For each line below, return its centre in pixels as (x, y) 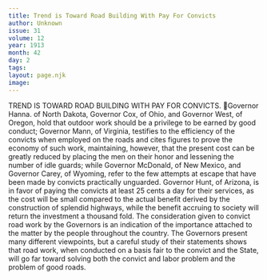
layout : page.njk (37, 75)
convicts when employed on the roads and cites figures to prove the (121, 139)
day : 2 (19, 61)
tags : (17, 68)
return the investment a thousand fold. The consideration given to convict (129, 216)
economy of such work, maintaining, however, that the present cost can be (132, 148)
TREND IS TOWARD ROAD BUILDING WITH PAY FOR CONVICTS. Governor (133, 106)
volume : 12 (26, 38)
